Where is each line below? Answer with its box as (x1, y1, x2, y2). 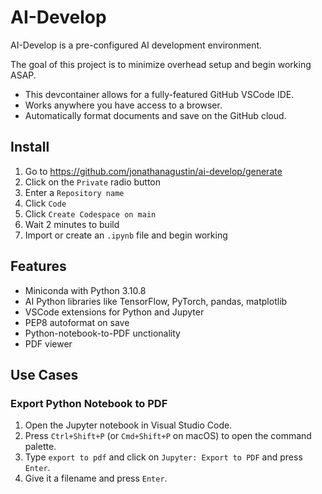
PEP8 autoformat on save (24, 316, 130, 328)
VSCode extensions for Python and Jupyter (24, 306, 205, 318)
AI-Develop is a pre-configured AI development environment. (10, 39, 263, 51)
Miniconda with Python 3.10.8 (24, 284, 147, 296)
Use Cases (10, 366, 79, 383)
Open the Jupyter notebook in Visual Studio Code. (24, 419, 233, 431)
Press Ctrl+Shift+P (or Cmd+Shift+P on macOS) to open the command (24, 430, 312, 442)
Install (10, 139, 50, 156)
